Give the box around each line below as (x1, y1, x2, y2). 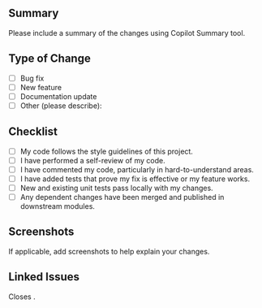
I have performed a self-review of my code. (19, 155, 165, 165)
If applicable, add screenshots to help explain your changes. (8, 246, 210, 256)
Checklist (8, 125, 58, 139)
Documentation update (19, 91, 97, 101)
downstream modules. (19, 202, 96, 211)
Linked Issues (8, 270, 79, 284)
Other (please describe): (19, 101, 103, 111)
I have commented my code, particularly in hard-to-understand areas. (19, 164, 254, 174)
